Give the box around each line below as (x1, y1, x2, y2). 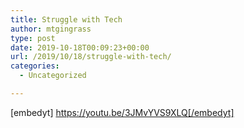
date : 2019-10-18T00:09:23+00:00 (10, 42, 150, 53)
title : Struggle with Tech (10, 14, 123, 25)
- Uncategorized (19, 71, 87, 81)
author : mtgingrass (10, 24, 92, 34)
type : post (10, 33, 56, 43)
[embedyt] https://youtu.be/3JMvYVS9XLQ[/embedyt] (10, 106, 235, 118)
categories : (10, 61, 60, 71)
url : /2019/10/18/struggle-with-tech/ (10, 52, 172, 62)
